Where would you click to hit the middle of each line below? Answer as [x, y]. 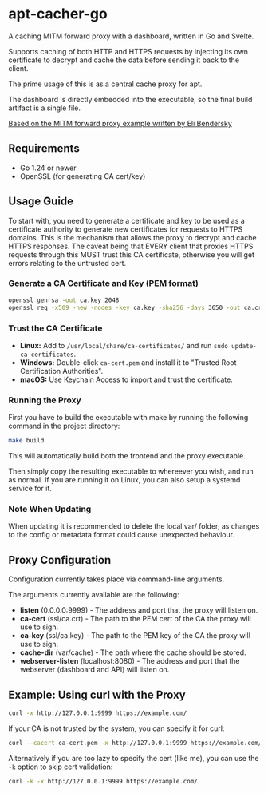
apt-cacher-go [58, 14]
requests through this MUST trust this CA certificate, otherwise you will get [132, 254]
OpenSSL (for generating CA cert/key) [83, 176]
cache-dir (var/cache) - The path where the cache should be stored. [133, 652]
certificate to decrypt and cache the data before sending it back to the [124, 60]
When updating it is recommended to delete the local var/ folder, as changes [134, 526]
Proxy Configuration [60, 560]
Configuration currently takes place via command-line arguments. [116, 579]
